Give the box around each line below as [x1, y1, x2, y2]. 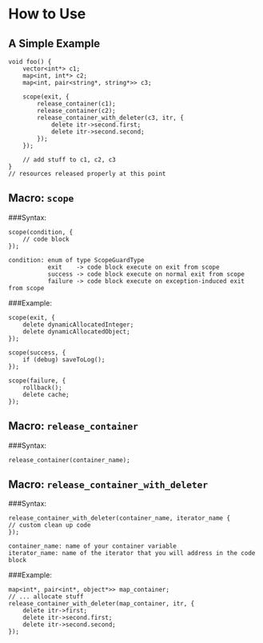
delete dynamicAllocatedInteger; [22, 321, 134, 329]
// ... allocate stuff [8, 593, 84, 601]
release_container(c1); [37, 100, 116, 108]
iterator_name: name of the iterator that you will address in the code [8, 549, 256, 557]
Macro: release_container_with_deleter [8, 477, 209, 492]
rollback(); [22, 383, 62, 392]
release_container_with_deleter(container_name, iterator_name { [8, 514, 230, 522]
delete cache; [22, 390, 70, 398]
